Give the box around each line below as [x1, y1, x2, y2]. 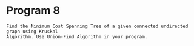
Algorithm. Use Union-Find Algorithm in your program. [6, 33, 148, 39]
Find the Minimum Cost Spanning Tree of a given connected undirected [6, 23, 189, 29]
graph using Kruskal [6, 28, 59, 35]
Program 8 [6, 4, 61, 17]
